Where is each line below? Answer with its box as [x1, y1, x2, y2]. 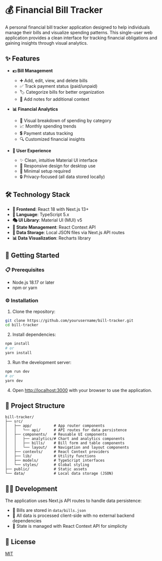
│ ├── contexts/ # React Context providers [5, 449, 110, 454]
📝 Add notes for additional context [19, 96, 90, 102]
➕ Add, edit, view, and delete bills [19, 77, 88, 83]
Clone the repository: [12, 309, 56, 314]
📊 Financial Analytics [12, 106, 58, 112]
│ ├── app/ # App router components [5, 423, 105, 429]
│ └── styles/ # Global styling [5, 462, 90, 467]
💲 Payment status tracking [19, 130, 73, 136]
